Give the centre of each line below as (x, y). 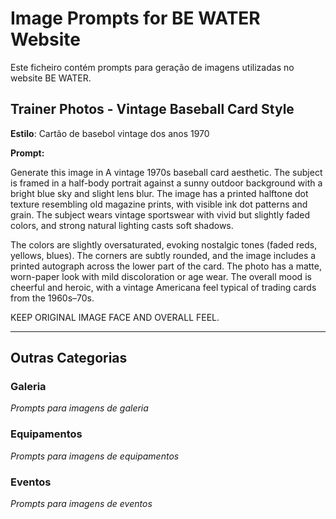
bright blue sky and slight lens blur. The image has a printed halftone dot (159, 193)
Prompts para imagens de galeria (79, 408)
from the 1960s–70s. (52, 298)
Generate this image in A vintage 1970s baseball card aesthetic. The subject (166, 172)
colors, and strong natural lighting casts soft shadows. (122, 225)
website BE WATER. (51, 78)
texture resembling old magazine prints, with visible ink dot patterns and (159, 204)
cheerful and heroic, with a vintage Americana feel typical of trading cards (163, 287)
